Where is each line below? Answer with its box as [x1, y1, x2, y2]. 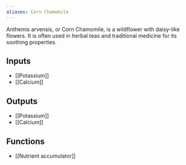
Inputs [6, 56, 31, 67]
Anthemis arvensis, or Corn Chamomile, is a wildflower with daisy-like [6, 25, 180, 33]
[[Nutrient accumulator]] [14, 152, 76, 160]
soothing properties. [6, 38, 57, 45]
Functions [6, 136, 45, 146]
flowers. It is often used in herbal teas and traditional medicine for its [6, 32, 177, 39]
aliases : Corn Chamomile [6, 8, 69, 15]
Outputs [6, 96, 38, 106]
